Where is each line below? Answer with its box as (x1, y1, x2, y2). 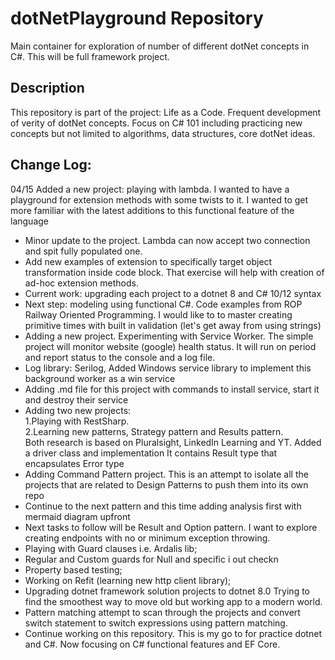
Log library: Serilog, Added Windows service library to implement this (24, 362, 312, 374)
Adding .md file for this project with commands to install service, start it (24, 383, 320, 395)
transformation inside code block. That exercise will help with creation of (24, 266, 325, 278)
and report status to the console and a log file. (24, 351, 216, 363)
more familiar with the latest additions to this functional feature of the (10, 204, 295, 216)
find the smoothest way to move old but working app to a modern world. (24, 595, 323, 607)
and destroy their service (24, 393, 129, 406)
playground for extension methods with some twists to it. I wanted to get (10, 193, 309, 206)
